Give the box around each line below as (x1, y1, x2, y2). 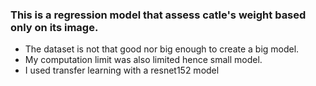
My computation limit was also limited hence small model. (24, 54, 263, 66)
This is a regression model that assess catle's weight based (10, 8, 307, 22)
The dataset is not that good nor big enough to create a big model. (24, 43, 300, 55)
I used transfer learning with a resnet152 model (24, 64, 220, 77)
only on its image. (10, 20, 99, 34)
